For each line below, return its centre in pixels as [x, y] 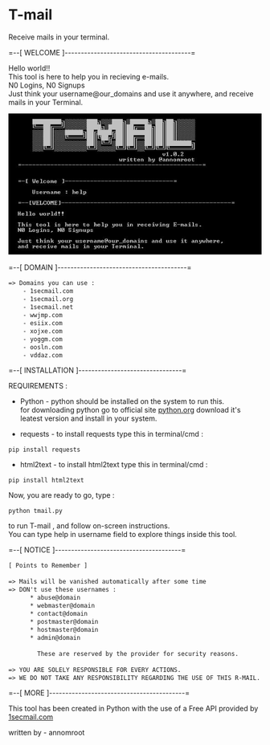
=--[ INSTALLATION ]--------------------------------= [98, 370]
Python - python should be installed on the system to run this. [122, 401]
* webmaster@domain [62, 605]
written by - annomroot [47, 732]
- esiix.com [43, 323]
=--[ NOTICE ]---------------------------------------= [97, 550]
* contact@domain [59, 613]
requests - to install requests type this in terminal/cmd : [111, 434]
